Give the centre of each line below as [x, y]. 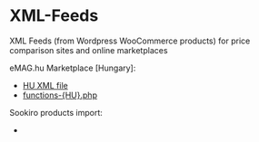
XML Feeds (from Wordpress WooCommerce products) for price [130, 41]
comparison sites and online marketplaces [89, 50]
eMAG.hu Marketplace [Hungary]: [73, 68]
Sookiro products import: [56, 112]
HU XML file [45, 85]
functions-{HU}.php [60, 95]
